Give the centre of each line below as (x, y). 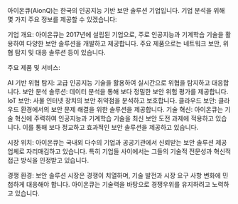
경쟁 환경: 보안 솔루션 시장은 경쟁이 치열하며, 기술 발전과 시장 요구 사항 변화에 (114, 175)
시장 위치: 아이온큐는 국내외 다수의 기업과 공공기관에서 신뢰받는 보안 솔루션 (111, 142)
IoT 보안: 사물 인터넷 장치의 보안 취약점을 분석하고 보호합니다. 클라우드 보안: (112, 101)
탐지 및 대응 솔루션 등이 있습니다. (60, 52)
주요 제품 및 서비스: (34, 67)
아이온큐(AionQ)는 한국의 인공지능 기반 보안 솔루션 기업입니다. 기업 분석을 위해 (116, 10)
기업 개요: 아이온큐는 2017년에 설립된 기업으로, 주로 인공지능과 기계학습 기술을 (115, 35)
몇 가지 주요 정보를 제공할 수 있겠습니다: (62, 19)
